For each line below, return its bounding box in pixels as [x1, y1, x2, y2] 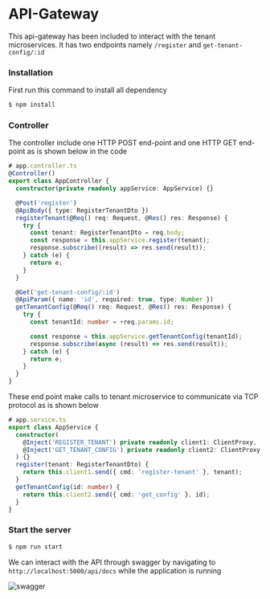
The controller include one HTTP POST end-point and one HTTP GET [8, 138, 238, 148]
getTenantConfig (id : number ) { [15, 483, 121, 491]
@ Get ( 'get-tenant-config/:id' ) [15, 288, 121, 296]
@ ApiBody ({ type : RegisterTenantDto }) [15, 206, 149, 214]
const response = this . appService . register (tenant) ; [29, 236, 211, 245]
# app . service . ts [8, 416, 67, 424]
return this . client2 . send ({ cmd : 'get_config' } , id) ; [22, 491, 211, 499]
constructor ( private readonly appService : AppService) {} [15, 185, 215, 193]
